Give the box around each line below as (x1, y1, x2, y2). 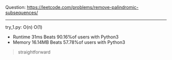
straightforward (17, 49, 51, 55)
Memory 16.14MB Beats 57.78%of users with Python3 (12, 39, 125, 45)
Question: (5, 5, 26, 10)
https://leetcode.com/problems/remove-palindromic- (27, 5, 139, 10)
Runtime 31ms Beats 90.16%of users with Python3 (12, 34, 119, 40)
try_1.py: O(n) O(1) (5, 24, 42, 30)
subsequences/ (5, 10, 38, 16)
